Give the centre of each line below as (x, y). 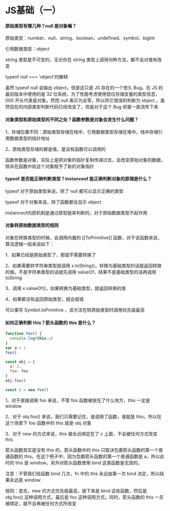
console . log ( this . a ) (31, 339)
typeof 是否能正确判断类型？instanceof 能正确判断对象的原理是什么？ (78, 179)
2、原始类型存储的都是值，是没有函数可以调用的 (56, 149)
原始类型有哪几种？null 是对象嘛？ (41, 25)
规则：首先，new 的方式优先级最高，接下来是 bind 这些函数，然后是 (76, 491)
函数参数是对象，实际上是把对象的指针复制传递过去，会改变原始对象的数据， (85, 160)
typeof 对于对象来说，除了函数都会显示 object (53, 202)
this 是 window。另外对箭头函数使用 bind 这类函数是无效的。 (79, 463)
